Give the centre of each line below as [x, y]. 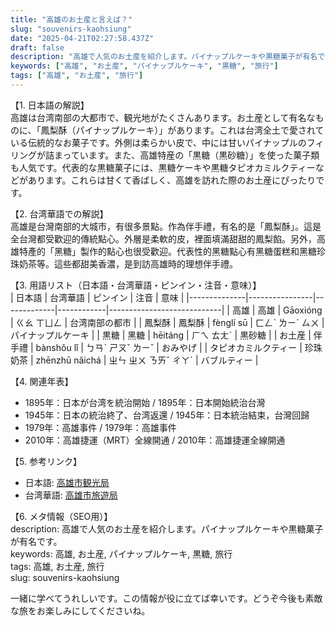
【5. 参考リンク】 [46, 461]
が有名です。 [36, 541]
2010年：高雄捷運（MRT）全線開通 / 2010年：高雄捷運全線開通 [155, 440]
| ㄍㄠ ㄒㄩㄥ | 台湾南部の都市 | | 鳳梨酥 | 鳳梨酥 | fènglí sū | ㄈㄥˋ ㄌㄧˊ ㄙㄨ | [167, 322]
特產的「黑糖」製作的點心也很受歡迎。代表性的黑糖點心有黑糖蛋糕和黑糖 [167, 251]
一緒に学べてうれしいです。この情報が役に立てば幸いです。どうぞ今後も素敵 [166, 598]
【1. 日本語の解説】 [50, 105]
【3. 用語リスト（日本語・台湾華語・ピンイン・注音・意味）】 [136, 285]
